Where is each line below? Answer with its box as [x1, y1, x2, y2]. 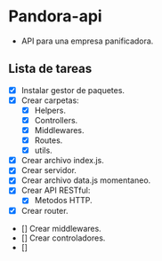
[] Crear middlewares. [20, 223, 101, 233]
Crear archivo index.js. [20, 155, 104, 166]
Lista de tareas [8, 61, 93, 76]
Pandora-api [8, 6, 103, 27]
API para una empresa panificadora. [20, 36, 154, 46]
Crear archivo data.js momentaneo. [20, 175, 151, 186]
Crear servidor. [20, 165, 77, 176]
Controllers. [34, 115, 78, 125]
